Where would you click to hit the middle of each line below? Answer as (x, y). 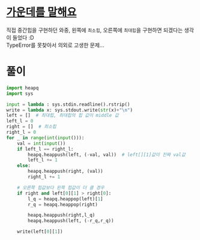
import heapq (23, 88)
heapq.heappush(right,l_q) (62, 215)
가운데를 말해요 (41, 12)
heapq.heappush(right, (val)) (65, 172)
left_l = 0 (20, 121)
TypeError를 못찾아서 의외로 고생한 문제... (55, 45)
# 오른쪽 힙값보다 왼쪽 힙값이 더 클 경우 (61, 187)
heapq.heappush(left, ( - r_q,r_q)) (71, 221)
